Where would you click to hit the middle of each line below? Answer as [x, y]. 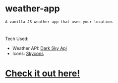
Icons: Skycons [28, 54]
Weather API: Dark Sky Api [39, 48]
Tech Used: [17, 39]
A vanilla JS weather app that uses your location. [59, 22]
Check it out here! [43, 73]
